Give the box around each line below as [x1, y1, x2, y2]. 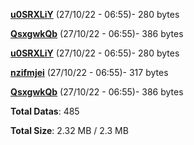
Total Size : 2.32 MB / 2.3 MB [10, 125, 129, 136]
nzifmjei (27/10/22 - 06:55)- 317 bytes [10, 67, 169, 78]
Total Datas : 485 [10, 105, 80, 117]
